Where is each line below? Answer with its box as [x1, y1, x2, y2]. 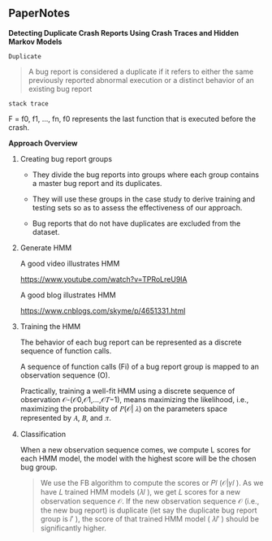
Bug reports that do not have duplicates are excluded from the [32, 219, 241, 228]
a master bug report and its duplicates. [32, 178, 162, 188]
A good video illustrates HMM [19, 258, 120, 268]
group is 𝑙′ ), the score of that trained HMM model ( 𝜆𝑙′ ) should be [40, 513, 260, 523]
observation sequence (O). [19, 370, 110, 380]
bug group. [19, 462, 58, 472]
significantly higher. [40, 523, 107, 533]
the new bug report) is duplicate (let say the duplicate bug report [40, 505, 257, 515]
